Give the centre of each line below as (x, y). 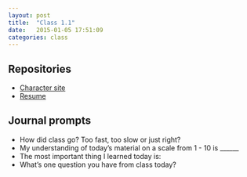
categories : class (38, 37)
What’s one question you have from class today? (98, 164)
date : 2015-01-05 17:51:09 (56, 30)
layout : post (29, 15)
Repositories (40, 69)
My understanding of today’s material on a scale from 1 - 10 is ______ (129, 148)
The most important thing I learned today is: (90, 156)
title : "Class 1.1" (42, 23)
